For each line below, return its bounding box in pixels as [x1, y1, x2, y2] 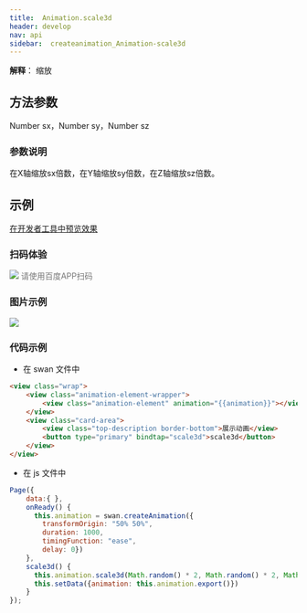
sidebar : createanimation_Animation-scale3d [9, 38, 185, 48]
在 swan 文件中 [22, 364, 80, 375]
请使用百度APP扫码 [20, 270, 93, 281]
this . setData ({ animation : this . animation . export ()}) [33, 579, 239, 588]
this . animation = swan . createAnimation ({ [33, 511, 195, 521]
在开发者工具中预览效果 [9, 223, 98, 234]
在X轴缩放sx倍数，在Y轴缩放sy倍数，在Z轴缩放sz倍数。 [9, 168, 220, 179]
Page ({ [9, 485, 35, 494]
